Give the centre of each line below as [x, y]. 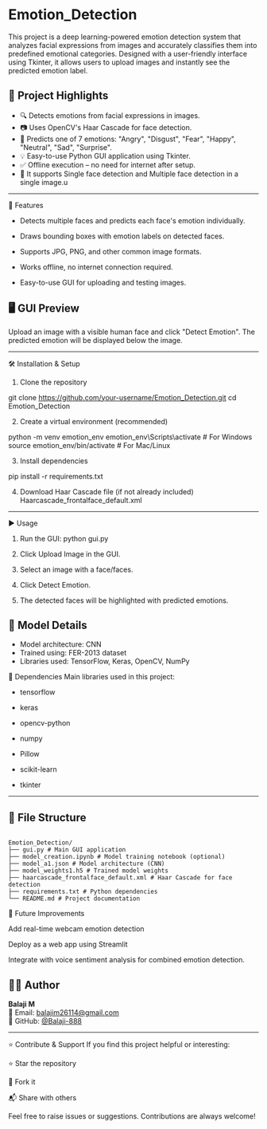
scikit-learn [38, 769]
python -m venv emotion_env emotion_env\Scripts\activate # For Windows [130, 437]
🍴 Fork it [22, 1082]
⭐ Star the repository [43, 1063]
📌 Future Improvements [46, 914]
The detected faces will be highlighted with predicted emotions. [124, 600]
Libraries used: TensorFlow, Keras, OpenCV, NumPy [104, 661]
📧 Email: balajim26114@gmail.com [64, 1013]
